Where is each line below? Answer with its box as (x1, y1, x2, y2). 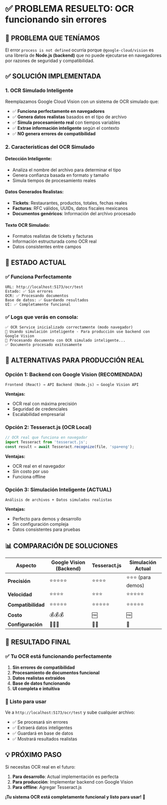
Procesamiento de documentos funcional (12, 670, 100, 676)
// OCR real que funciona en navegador (5, 435, 88, 440)
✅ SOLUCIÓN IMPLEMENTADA (5, 72, 101, 80)
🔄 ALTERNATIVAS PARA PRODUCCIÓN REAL (5, 356, 145, 365)
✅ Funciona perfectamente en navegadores (12, 108, 105, 114)
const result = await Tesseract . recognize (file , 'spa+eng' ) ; (5, 444, 135, 449)
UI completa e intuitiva (12, 685, 60, 692)
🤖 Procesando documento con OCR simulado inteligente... (5, 338, 126, 343)
